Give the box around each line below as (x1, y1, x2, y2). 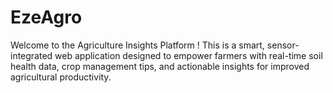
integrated (10, 49, 53, 61)
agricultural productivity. (10, 71, 112, 83)
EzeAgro (10, 6, 83, 29)
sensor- (266, 39, 300, 51)
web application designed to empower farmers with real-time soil (54, 49, 323, 61)
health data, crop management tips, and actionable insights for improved (10, 60, 310, 72)
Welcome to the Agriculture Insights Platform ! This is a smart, (10, 39, 265, 51)
